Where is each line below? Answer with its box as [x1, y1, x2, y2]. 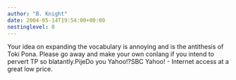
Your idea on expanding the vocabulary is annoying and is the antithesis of [7, 43, 224, 51]
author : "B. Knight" [7, 10, 68, 18]
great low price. [7, 65, 53, 74]
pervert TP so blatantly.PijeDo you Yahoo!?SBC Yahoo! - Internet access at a [7, 58, 229, 66]
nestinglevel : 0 [7, 23, 55, 30]
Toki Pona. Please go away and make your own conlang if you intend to [7, 50, 215, 58]
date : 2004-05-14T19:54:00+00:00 [7, 17, 106, 24]
